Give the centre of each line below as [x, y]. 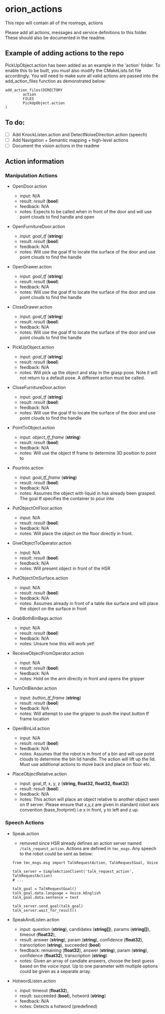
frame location [34, 719]
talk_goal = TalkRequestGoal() [44, 889]
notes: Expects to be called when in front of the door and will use [85, 212]
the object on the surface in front [53, 609]
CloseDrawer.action [32, 307]
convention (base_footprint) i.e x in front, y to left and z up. [79, 810]
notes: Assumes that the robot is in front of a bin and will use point [87, 754]
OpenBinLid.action [31, 728]
